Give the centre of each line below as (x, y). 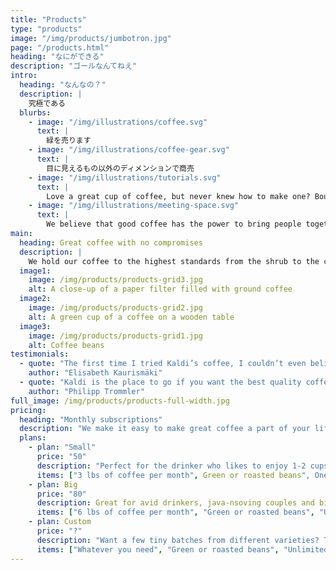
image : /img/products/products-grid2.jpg (115, 308)
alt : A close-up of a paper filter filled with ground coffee (160, 289)
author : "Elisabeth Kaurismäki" (95, 373)
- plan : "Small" (62, 447)
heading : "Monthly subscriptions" (91, 419)
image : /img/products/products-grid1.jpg (115, 336)
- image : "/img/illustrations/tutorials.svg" (125, 177)
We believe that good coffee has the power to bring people (174, 224)
